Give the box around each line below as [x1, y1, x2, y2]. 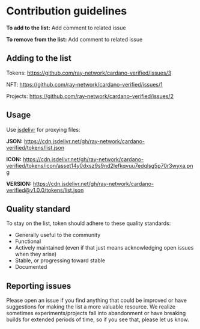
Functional [14, 238, 41, 245]
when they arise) [14, 251, 57, 258]
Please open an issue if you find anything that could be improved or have [6, 297, 187, 304]
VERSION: [6, 180, 32, 187]
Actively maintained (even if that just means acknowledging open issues [14, 244, 194, 251]
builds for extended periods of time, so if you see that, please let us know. [6, 316, 189, 323]
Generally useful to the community [14, 232, 101, 239]
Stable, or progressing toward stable [14, 257, 106, 264]
